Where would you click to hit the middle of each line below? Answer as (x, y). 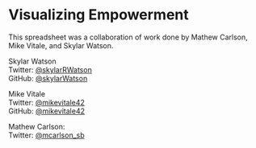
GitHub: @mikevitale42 (46, 111)
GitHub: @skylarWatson (48, 78)
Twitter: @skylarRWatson (50, 69)
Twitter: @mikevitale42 (46, 102)
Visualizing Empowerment (99, 15)
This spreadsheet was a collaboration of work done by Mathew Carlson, (128, 37)
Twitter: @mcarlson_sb (46, 135)
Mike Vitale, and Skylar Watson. (61, 45)
